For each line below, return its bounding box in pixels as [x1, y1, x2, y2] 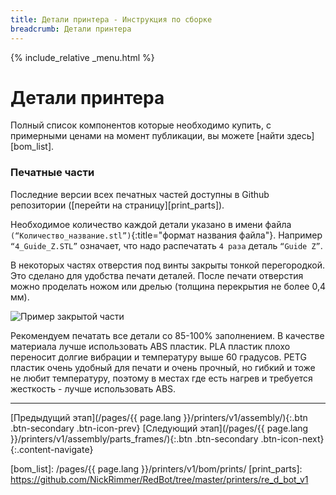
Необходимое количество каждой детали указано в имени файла [10, 218, 292, 230]
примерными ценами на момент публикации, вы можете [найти [10, 130, 285, 142]
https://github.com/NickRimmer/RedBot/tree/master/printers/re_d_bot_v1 [10, 473, 309, 485]
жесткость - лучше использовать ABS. [10, 382, 177, 395]
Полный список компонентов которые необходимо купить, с [10, 119, 272, 131]
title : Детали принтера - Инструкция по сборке [10, 14, 213, 25]
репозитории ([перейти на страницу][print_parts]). [10, 199, 225, 211]
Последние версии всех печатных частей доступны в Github [10, 188, 270, 200]
